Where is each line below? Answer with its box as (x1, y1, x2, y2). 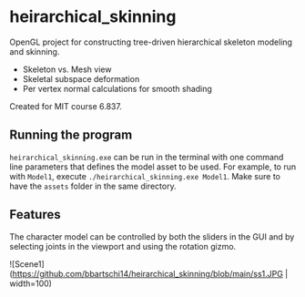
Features (9, 207, 61, 222)
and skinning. (9, 46, 60, 56)
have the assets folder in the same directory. (9, 180, 177, 191)
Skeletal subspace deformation (22, 73, 140, 84)
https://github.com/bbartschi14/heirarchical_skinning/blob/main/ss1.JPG (12, 268, 284, 279)
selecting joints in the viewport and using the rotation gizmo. (9, 241, 237, 251)
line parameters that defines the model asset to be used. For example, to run (9, 161, 297, 172)
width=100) (9, 278, 53, 289)
